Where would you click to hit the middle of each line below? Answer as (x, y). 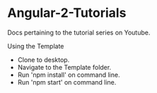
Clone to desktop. (43, 60)
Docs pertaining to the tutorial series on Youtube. (79, 32)
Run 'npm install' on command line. (69, 75)
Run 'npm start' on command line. (67, 82)
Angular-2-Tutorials (67, 13)
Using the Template (36, 46)
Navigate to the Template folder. (64, 67)
